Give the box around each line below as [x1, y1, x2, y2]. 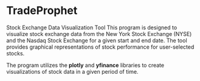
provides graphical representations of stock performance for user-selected [6, 43, 195, 51]
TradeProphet [6, 4, 78, 18]
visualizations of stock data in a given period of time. [6, 68, 139, 75]
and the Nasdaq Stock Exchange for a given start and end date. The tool [6, 37, 187, 44]
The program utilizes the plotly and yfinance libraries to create [6, 62, 165, 69]
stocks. [6, 49, 25, 57]
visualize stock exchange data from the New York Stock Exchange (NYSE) [6, 30, 192, 37]
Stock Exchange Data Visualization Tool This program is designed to [6, 24, 178, 31]
